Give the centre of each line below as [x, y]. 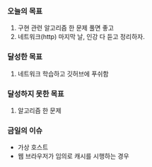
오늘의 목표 [25, 11]
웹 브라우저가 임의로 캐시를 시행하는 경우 [73, 156]
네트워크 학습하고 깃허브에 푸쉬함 [63, 74]
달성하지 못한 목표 [36, 93]
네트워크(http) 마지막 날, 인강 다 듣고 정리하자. [81, 37]
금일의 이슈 [25, 130]
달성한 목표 [25, 57]
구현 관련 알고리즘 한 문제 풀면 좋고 [66, 28]
